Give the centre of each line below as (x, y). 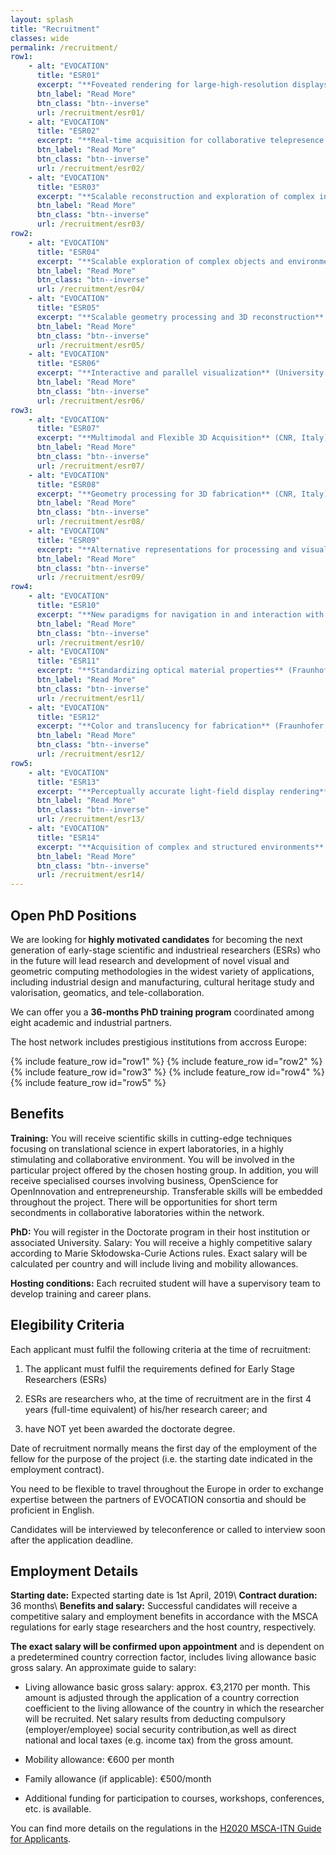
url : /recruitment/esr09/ (90, 577)
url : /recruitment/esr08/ (90, 522)
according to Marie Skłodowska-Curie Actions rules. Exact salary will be (159, 1253)
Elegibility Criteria (67, 1325)
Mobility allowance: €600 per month (99, 1760)
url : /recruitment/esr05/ (90, 345)
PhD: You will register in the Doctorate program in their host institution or (160, 1232)
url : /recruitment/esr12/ (90, 754)
